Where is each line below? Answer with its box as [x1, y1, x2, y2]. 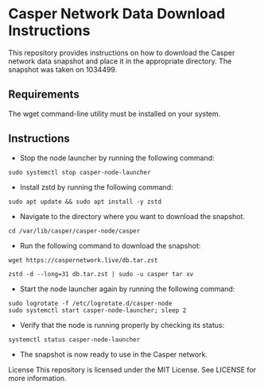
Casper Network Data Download [8, 5, 226, 23]
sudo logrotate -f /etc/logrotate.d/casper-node [8, 299, 173, 307]
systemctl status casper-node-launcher [8, 335, 141, 344]
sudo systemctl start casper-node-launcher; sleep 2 [8, 306, 187, 314]
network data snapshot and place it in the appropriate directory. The [8, 56, 232, 66]
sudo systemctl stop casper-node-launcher [8, 168, 151, 176]
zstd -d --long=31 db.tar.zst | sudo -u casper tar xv [8, 270, 194, 278]
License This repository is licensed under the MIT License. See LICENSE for [8, 364, 257, 374]
